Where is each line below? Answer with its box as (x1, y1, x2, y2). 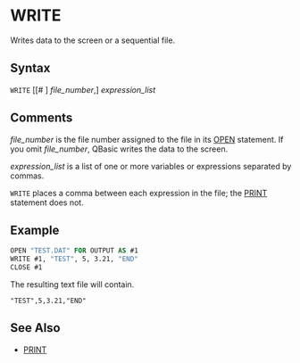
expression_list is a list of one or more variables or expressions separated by (10, 161, 292, 171)
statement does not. (10, 197, 84, 208)
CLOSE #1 (10, 263, 43, 272)
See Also (10, 320, 61, 335)
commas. (10, 170, 45, 181)
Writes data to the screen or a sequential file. (10, 35, 176, 45)
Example (10, 222, 60, 237)
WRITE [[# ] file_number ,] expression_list (10, 84, 156, 95)
